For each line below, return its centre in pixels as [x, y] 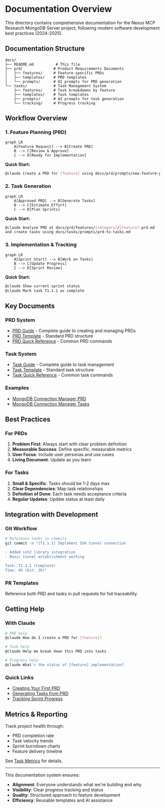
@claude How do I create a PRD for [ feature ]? [54, 638]
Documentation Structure [45, 49]
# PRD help [16, 633]
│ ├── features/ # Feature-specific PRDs [55, 73]
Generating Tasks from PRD [40, 694]
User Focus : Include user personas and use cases [63, 455]
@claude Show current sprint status [42, 286]
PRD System [20, 320]
